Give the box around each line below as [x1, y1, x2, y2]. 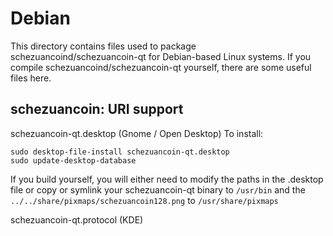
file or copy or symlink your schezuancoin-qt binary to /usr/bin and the [10, 183, 306, 196]
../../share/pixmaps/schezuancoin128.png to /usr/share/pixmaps [10, 194, 279, 206]
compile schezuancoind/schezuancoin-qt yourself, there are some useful [10, 61, 312, 73]
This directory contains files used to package [10, 40, 197, 52]
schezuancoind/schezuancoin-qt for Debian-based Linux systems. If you [10, 50, 312, 62]
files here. [10, 72, 52, 84]
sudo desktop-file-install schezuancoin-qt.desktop [10, 147, 230, 157]
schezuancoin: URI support [10, 101, 184, 118]
